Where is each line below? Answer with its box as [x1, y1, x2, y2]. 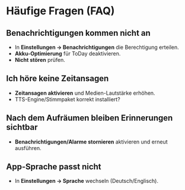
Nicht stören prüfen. [14, 57, 65, 63]
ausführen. [14, 144, 42, 151]
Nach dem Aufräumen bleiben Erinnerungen [6, 113, 173, 123]
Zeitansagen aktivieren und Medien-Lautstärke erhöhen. [14, 89, 155, 96]
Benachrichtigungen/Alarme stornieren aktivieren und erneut [14, 138, 168, 145]
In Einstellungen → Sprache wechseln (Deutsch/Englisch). [14, 177, 159, 185]
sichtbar [6, 122, 38, 132]
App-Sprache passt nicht [6, 162, 102, 172]
